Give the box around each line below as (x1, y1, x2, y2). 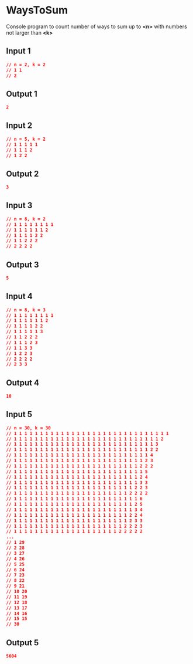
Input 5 (6, 409, 33, 419)
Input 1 (6, 46, 31, 56)
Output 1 (6, 89, 37, 99)
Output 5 (6, 638, 39, 648)
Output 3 (6, 259, 39, 270)
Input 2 (6, 121, 33, 131)
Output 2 (6, 168, 39, 179)
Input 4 (6, 292, 33, 301)
